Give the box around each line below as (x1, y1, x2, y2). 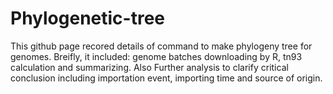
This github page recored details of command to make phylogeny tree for (10, 40, 313, 52)
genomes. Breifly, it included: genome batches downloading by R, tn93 (10, 50, 303, 62)
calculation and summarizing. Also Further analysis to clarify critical (10, 61, 289, 73)
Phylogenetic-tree (10, 7, 166, 30)
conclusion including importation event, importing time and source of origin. (10, 72, 323, 84)
